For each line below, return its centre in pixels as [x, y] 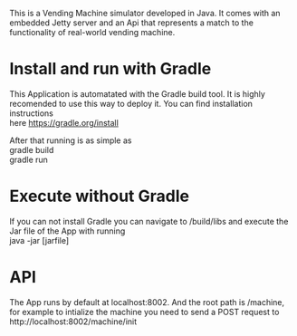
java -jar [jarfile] [39, 240]
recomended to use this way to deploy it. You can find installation [131, 103]
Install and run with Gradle [110, 69]
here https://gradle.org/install [64, 122]
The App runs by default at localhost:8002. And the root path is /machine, [147, 302]
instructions [32, 113]
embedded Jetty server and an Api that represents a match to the [131, 23]
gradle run [29, 159]
